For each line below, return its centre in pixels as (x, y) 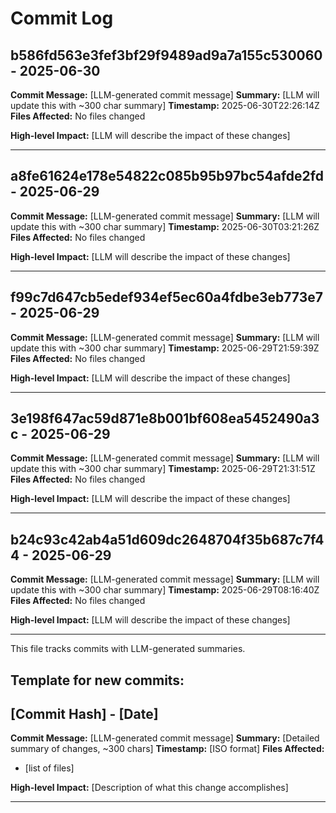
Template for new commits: (97, 680)
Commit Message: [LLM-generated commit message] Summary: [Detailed (165, 738)
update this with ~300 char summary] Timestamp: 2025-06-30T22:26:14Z (165, 105)
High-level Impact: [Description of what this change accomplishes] (149, 788)
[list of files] (49, 768)
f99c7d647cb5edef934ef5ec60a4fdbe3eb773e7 (166, 297)
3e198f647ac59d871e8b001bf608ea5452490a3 (165, 418)
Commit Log (62, 18)
